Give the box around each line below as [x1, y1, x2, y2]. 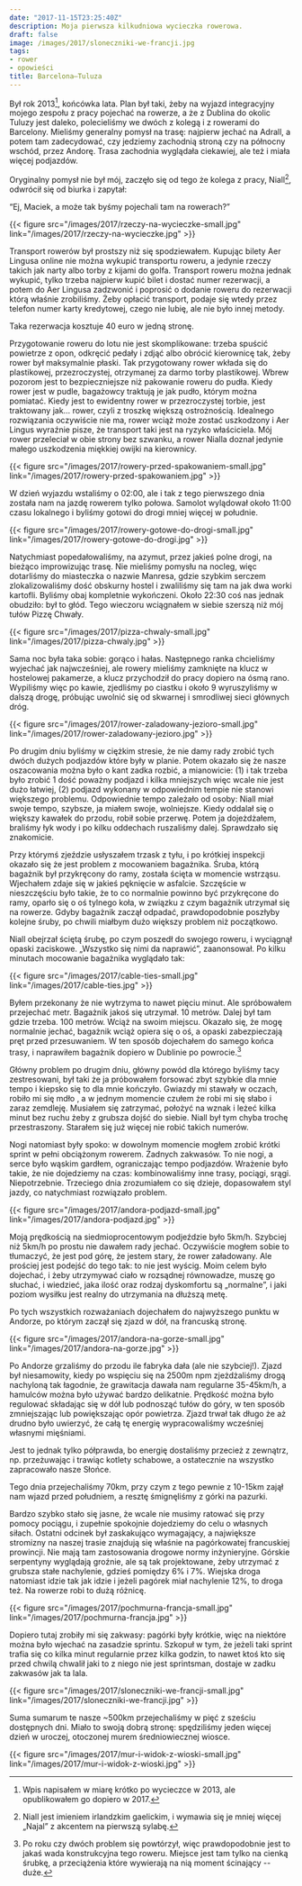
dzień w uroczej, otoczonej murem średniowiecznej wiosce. [9, 1731, 231, 1742]
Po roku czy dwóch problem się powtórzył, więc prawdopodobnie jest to [22, 1838, 290, 1849]
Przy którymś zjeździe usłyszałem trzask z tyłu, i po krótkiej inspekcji [9, 849, 265, 860]
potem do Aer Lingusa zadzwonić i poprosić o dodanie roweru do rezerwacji [9, 285, 292, 295]
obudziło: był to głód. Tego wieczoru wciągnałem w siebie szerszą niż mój [9, 600, 284, 611]
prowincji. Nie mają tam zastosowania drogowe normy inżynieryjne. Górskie [9, 1546, 290, 1557]
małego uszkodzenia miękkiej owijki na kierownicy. [9, 443, 198, 455]
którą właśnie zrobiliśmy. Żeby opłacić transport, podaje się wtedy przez [9, 294, 278, 304]
